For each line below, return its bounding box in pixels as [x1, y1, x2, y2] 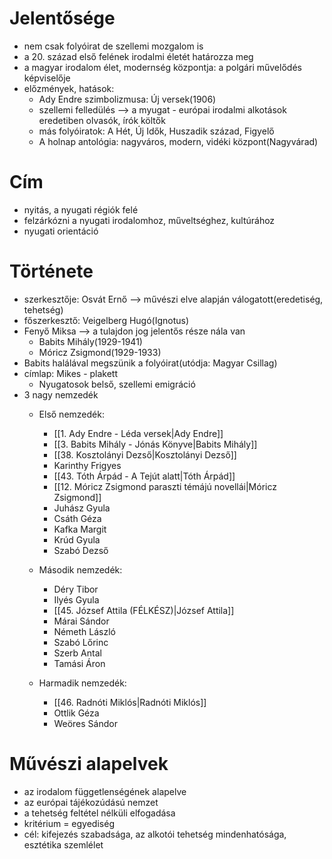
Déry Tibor [53, 583, 99, 595]
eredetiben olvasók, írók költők [38, 114, 166, 126]
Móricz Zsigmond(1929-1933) [38, 346, 162, 358]
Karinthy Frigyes [53, 459, 122, 471]
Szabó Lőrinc [53, 636, 109, 648]
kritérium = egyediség [23, 817, 115, 829]
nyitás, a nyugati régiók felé [23, 203, 139, 216]
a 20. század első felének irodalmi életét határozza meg [23, 50, 254, 62]
